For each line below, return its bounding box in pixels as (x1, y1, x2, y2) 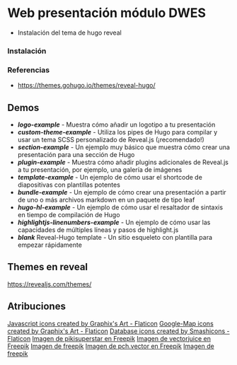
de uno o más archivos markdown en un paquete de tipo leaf (17, 195, 195, 204)
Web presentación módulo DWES (7, 5, 207, 21)
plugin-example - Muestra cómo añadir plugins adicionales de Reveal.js (17, 158, 229, 166)
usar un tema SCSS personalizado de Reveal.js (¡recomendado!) (17, 135, 205, 144)
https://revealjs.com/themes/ (7, 279, 92, 288)
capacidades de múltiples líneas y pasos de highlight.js (17, 225, 179, 234)
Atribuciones (7, 301, 66, 313)
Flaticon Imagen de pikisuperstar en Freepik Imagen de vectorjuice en (7, 334, 211, 342)
